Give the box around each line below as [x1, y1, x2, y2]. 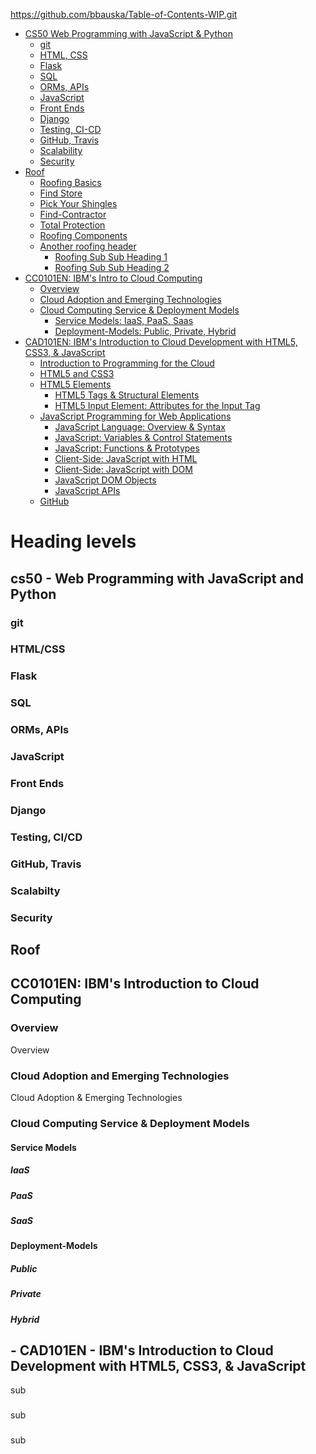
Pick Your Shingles [39, 198, 118, 209]
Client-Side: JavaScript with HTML [54, 453, 198, 464]
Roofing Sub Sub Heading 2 [54, 262, 170, 273]
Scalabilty [10, 884, 61, 898]
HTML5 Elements [39, 379, 112, 390]
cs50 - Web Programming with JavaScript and [10, 570, 305, 587]
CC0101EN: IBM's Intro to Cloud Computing [24, 272, 203, 284]
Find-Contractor [39, 209, 107, 220]
